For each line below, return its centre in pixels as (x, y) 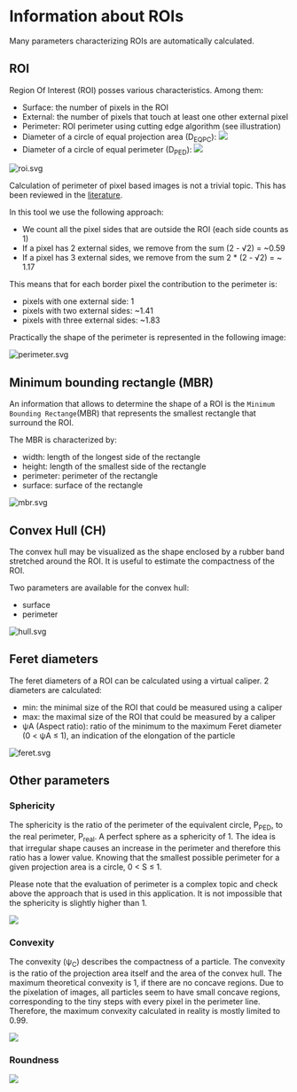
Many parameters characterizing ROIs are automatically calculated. (132, 41)
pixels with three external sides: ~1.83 (91, 320)
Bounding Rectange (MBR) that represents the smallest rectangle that (133, 413)
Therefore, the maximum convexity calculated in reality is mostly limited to (145, 1011)
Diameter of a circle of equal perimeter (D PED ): (107, 150)
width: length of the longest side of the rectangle (111, 457)
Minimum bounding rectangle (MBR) (112, 382)
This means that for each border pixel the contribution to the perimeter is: (143, 285)
